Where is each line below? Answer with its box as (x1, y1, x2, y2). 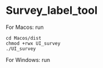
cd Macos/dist (5, 35, 42, 41)
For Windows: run (5, 56, 51, 63)
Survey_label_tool (5, 4, 98, 17)
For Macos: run (5, 23, 44, 31)
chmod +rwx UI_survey (5, 40, 61, 46)
